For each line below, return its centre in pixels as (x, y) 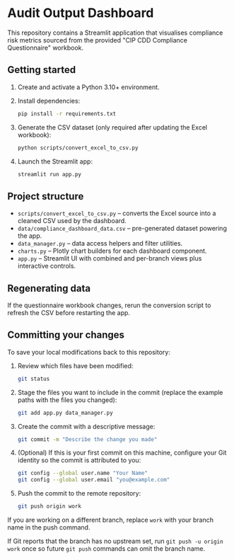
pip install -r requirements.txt (67, 114)
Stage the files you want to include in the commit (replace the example (120, 392)
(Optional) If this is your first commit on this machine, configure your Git (122, 453)
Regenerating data (49, 288)
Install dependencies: (49, 101)
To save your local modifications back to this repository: (89, 352)
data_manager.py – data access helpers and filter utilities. (100, 244)
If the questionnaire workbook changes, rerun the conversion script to (109, 305)
